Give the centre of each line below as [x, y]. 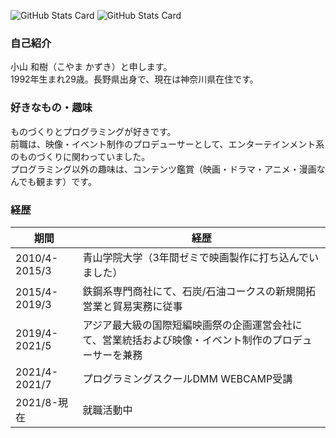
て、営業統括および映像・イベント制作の [177, 340]
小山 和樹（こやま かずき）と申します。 [91, 67]
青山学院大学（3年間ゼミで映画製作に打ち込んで [196, 257]
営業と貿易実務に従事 [132, 306]
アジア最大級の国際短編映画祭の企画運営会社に [192, 325]
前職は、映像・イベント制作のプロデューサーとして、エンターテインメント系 [167, 144]
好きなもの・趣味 [51, 108]
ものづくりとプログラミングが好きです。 [93, 131]
